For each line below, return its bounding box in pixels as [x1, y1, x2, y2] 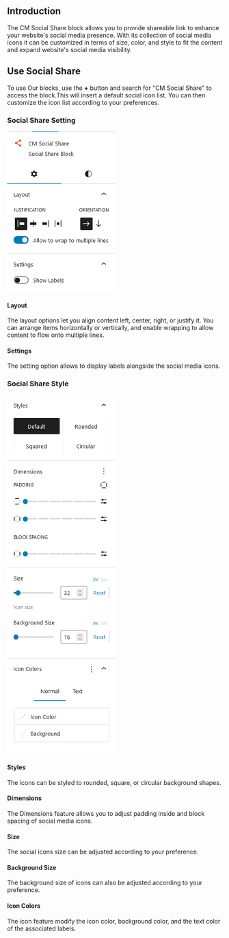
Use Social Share [7, 65, 81, 78]
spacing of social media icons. [7, 817, 93, 825]
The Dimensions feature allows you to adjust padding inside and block [7, 810, 205, 818]
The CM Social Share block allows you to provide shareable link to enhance [7, 23, 219, 32]
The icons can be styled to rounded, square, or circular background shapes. [7, 778, 221, 786]
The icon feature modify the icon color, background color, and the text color [7, 917, 221, 925]
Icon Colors [7, 902, 41, 910]
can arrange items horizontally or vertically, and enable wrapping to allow [7, 324, 214, 332]
